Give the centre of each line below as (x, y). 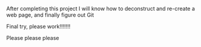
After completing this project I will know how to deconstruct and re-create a (101, 9)
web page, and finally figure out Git (50, 15)
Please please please (33, 38)
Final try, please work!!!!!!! (38, 26)
